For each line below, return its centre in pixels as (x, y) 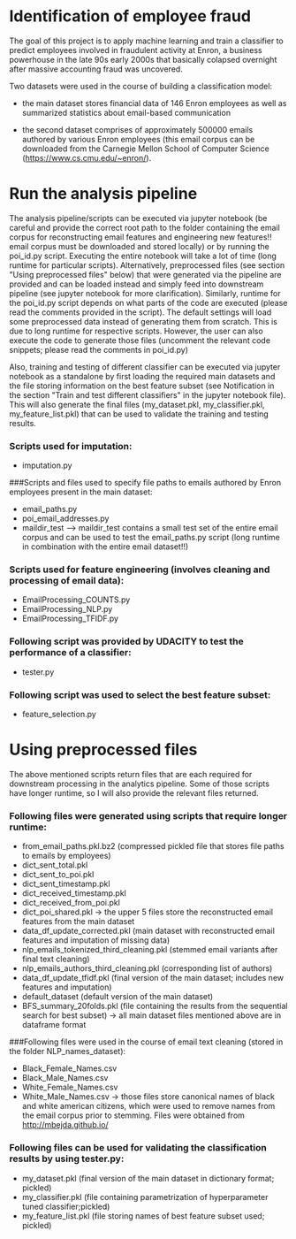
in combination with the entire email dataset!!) (105, 547)
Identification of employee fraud (130, 16)
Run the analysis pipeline (103, 194)
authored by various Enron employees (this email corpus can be (138, 139)
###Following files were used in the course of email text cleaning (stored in (146, 1042)
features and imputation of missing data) (96, 940)
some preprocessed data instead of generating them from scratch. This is (144, 321)
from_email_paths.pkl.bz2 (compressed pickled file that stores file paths (153, 846)
